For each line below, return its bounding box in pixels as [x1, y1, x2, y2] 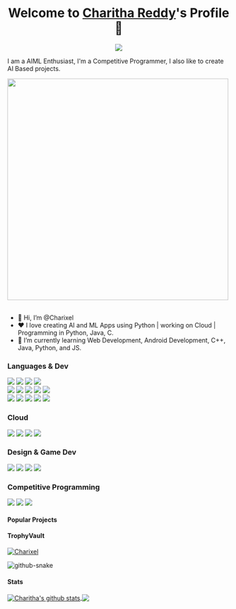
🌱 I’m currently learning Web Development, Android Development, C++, [17, 335, 226, 345]
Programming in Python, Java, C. [17, 328, 114, 337]
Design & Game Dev [7, 447, 76, 457]
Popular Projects [7, 515, 58, 524]
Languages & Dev [7, 361, 69, 371]
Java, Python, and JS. [17, 343, 82, 352]
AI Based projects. [7, 64, 61, 72]
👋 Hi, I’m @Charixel [17, 313, 74, 322]
